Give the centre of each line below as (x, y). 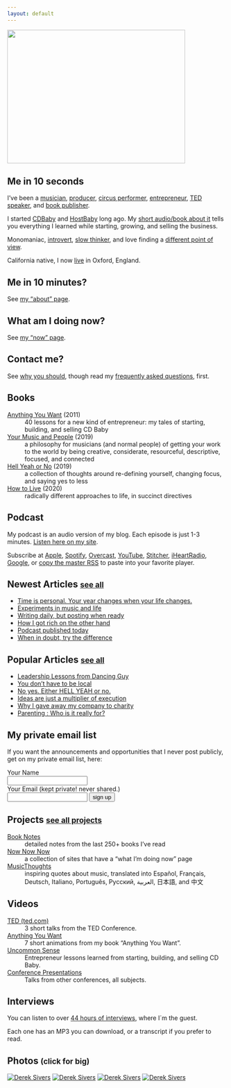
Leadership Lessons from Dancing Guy (73, 677)
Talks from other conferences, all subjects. (86, 980)
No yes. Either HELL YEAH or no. (64, 691)
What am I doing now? (56, 321)
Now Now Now (29, 851)
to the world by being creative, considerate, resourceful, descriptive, (122, 451)
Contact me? (35, 359)
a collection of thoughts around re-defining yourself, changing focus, (123, 473)
